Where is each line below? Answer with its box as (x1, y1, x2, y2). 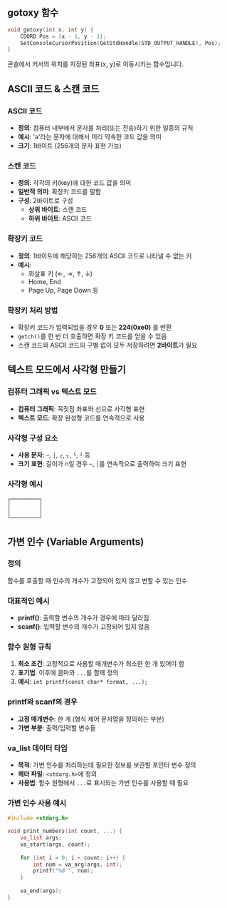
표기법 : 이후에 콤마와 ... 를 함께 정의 (17, 668, 119, 677)
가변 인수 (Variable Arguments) (7, 535, 144, 548)
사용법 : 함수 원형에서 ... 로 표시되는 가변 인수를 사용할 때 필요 (17, 779, 189, 787)
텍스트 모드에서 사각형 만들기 (7, 363, 127, 376)
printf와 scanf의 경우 (7, 697, 78, 707)
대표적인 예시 (7, 595, 50, 605)
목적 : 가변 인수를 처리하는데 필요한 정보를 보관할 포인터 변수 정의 (17, 761, 196, 770)
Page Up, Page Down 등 (28, 286, 99, 294)
